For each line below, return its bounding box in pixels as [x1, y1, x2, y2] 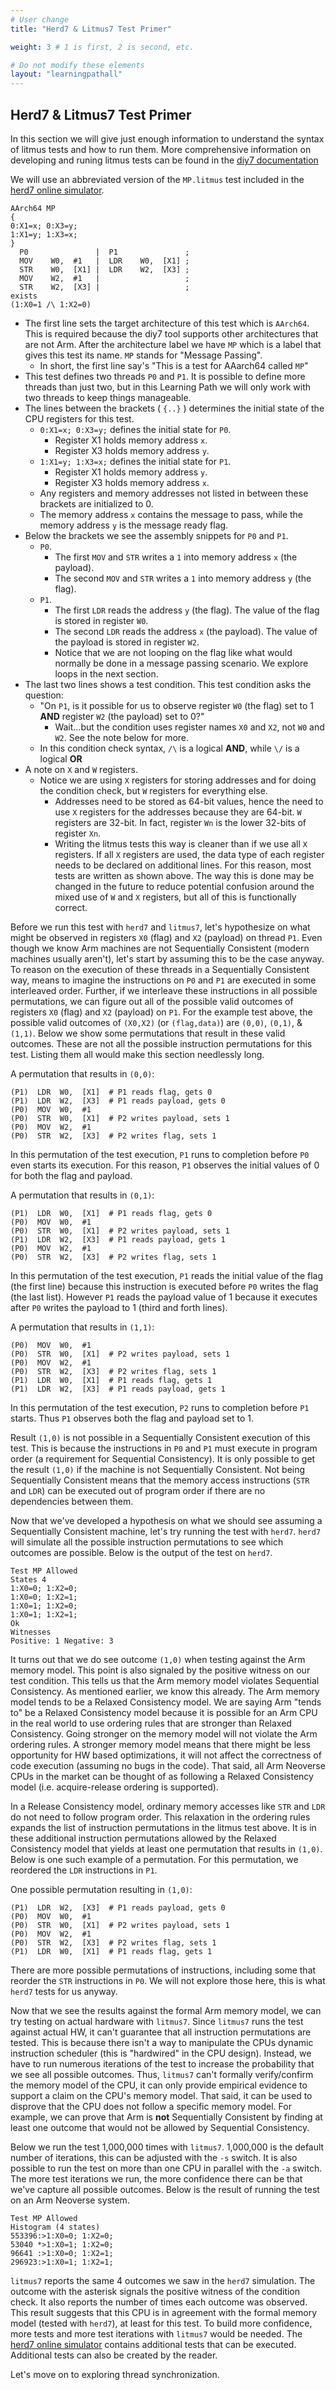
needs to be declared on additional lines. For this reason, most [54, 859, 312, 871]
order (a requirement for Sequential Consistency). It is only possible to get [10, 1452, 316, 1465]
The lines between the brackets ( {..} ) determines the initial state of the [24, 402, 325, 414]
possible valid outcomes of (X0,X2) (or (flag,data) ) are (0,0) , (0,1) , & [10, 1016, 303, 1028]
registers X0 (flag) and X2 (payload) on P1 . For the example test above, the [10, 1006, 313, 1018]
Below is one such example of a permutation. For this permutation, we [10, 1853, 299, 1865]
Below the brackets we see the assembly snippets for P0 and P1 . [24, 529, 289, 541]
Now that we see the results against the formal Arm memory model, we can [10, 2004, 322, 2016]
